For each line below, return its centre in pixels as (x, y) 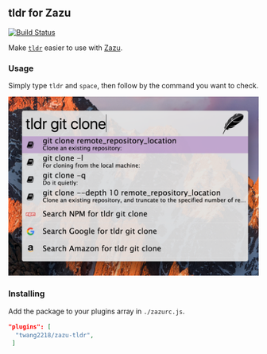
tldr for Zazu (40, 13)
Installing (27, 294)
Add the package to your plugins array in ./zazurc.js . (97, 311)
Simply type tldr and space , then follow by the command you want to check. (133, 86)
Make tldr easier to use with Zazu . (66, 48)
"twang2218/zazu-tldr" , (54, 335)
